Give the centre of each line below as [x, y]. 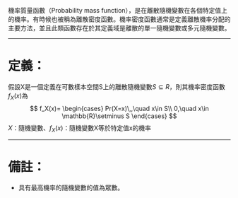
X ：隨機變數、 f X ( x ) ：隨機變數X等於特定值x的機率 [79, 128]
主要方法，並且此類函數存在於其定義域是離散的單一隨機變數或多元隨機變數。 [119, 28]
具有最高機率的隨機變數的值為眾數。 [71, 188]
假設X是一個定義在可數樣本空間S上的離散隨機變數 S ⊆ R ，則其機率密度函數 [117, 86]
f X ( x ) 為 [18, 96]
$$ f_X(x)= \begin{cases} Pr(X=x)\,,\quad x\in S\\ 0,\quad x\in [119, 108]
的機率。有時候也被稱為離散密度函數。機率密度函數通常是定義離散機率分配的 [119, 19]
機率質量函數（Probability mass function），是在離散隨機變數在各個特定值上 [118, 10]
